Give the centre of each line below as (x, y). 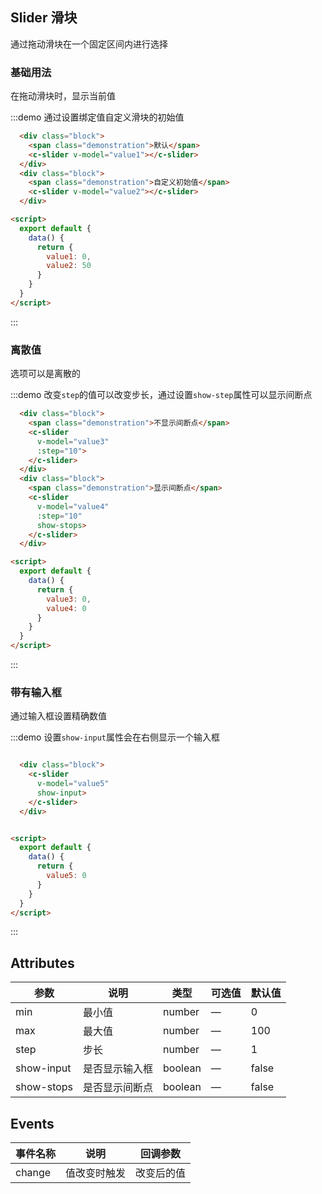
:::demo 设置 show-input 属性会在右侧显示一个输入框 (115, 737)
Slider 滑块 (44, 18)
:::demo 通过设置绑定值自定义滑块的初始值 (97, 117)
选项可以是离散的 (45, 374)
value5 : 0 (66, 876)
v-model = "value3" (73, 441)
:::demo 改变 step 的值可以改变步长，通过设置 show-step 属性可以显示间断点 (161, 395)
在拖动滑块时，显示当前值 (63, 96)
